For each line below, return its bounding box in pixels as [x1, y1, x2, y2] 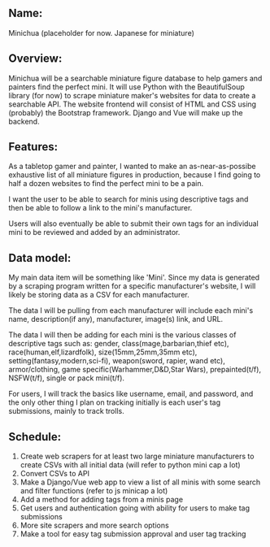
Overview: [8, 52, 63, 66]
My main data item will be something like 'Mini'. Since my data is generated [8, 272, 260, 283]
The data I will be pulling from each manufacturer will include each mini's [8, 306, 254, 315]
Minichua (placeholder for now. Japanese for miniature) [8, 28, 195, 37]
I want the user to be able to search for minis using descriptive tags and [8, 194, 249, 204]
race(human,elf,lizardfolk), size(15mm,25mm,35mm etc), [8, 347, 198, 357]
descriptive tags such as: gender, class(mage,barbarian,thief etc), [8, 339, 229, 349]
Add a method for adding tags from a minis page [20, 495, 184, 505]
